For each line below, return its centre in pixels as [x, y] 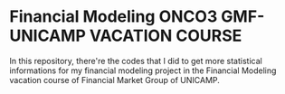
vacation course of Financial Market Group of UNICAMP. [114, 80]
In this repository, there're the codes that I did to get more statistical [136, 61]
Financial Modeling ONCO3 [114, 17]
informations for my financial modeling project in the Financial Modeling [143, 70]
